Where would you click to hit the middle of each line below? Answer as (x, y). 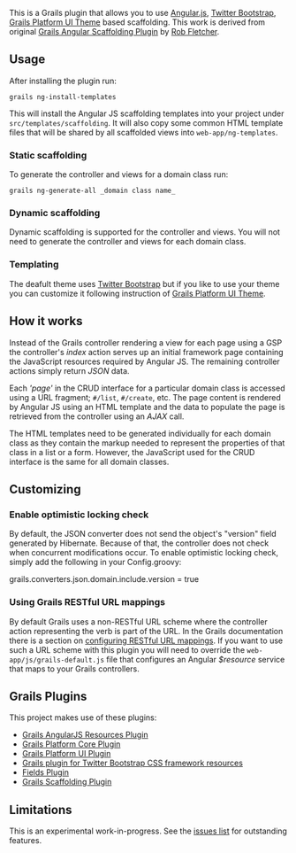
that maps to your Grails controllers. (74, 669)
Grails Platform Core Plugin (71, 744)
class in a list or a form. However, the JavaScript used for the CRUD (132, 452)
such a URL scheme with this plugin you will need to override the (127, 649)
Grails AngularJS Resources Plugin (85, 735)
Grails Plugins (48, 696)
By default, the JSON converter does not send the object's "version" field (143, 534)
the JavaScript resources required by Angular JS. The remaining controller (144, 361)
